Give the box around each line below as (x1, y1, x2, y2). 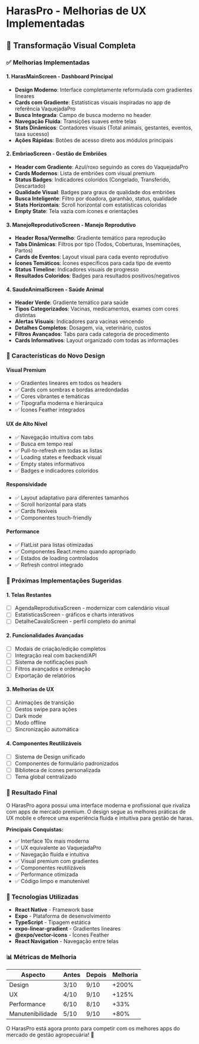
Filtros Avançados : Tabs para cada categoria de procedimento (14, 331, 169, 338)
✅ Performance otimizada (14, 871, 78, 878)
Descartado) (14, 182, 46, 189)
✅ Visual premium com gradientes (14, 858, 99, 865)
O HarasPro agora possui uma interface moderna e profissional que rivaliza (6, 802, 191, 809)
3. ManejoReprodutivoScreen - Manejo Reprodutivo (6, 221, 136, 228)
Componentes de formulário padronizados (14, 760, 119, 767)
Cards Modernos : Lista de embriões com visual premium (14, 169, 155, 176)
